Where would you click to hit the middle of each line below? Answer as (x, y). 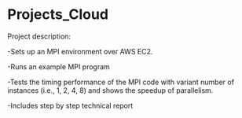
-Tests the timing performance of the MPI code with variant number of (121, 82)
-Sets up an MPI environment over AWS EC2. (80, 51)
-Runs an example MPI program (59, 66)
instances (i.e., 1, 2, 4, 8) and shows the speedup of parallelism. (110, 90)
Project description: (39, 36)
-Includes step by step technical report (70, 105)
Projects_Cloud (58, 15)
